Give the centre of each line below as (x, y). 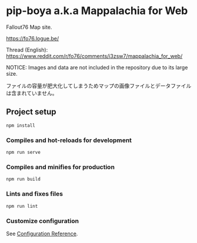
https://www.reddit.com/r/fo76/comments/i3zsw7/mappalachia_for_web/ (94, 56)
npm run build (24, 179)
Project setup (31, 112)
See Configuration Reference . (42, 234)
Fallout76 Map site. (29, 27)
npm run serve (24, 153)
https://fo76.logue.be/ (33, 38)
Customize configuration (43, 221)
